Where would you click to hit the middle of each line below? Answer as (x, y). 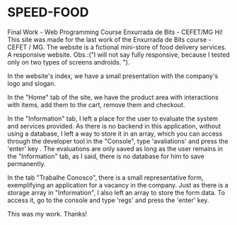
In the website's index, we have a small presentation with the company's (113, 76)
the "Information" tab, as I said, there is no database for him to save (106, 156)
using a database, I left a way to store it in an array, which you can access (115, 133)
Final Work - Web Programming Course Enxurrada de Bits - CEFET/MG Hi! (115, 32)
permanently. (27, 163)
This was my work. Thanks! (47, 214)
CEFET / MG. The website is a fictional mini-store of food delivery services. (117, 47)
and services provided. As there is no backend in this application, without (114, 126)
